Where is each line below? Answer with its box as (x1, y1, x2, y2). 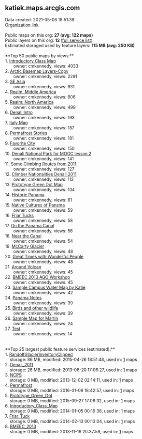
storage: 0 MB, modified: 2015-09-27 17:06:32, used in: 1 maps (9, 397, 135, 404)
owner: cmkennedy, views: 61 (13, 197, 72, 203)
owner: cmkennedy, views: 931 (13, 83, 75, 89)
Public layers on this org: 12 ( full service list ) (5, 37, 93, 43)
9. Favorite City (5, 140, 35, 146)
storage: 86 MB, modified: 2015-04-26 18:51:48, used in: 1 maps (9, 356, 138, 362)
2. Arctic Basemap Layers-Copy (5, 68, 69, 74)
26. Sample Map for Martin (5, 315, 58, 321)
